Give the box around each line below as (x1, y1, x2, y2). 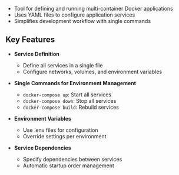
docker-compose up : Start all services (22, 91, 112, 98)
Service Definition (14, 50, 59, 57)
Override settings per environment (22, 132, 107, 140)
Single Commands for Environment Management (14, 79, 137, 86)
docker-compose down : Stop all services (22, 97, 117, 104)
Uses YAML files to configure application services (14, 11, 135, 18)
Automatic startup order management (22, 162, 114, 169)
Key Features (5, 35, 55, 45)
